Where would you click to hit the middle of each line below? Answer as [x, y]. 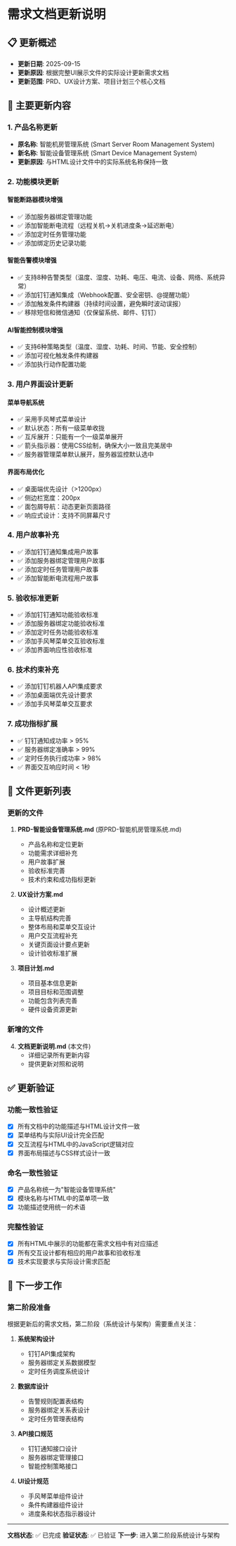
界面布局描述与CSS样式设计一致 [64, 1152]
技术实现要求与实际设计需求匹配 [64, 1261]
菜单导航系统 [26, 402]
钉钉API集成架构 [51, 1354]
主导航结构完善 [50, 918]
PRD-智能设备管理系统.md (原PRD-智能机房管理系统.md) [99, 829]
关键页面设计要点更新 [59, 944]
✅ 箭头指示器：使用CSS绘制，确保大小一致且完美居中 [95, 446]
